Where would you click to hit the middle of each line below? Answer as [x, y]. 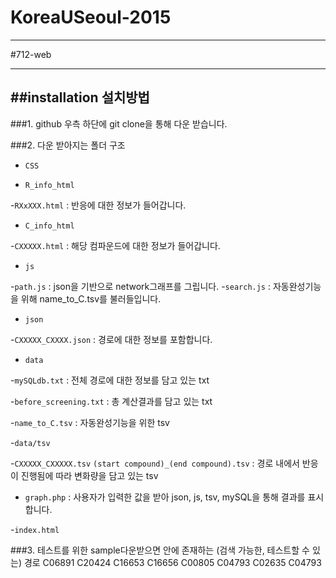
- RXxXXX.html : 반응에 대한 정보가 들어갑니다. [98, 205]
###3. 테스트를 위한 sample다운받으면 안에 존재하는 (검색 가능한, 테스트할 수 [160, 550]
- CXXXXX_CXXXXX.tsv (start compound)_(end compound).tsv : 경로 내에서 [155, 463]
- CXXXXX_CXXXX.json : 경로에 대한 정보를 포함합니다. [111, 339]
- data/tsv [30, 442]
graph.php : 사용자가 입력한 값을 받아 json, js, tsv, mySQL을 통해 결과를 [165, 497]
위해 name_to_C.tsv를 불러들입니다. [91, 298]
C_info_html [49, 226]
